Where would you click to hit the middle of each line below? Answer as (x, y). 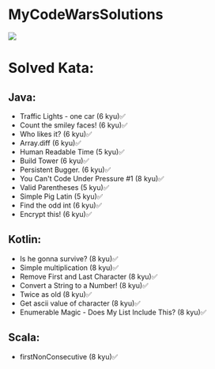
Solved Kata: (51, 68)
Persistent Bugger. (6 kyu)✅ (65, 169)
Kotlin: (25, 240)
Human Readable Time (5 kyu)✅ (72, 151)
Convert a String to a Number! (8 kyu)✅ (84, 285)
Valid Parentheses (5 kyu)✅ (64, 187)
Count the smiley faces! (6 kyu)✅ (74, 125)
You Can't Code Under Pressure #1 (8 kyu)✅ (92, 178)
